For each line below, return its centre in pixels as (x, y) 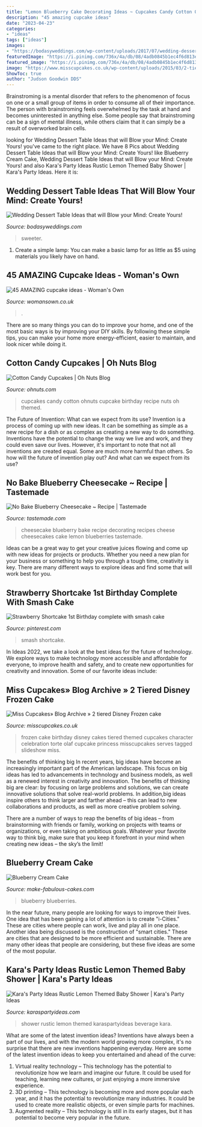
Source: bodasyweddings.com (44, 226)
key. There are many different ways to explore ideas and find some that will (99, 567)
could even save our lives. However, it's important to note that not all (91, 444)
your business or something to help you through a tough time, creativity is (98, 561)
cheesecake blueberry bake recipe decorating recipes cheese (98, 530)
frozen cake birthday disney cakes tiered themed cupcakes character (107, 737)
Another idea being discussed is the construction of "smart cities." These (97, 932)
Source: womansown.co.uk (40, 301)
